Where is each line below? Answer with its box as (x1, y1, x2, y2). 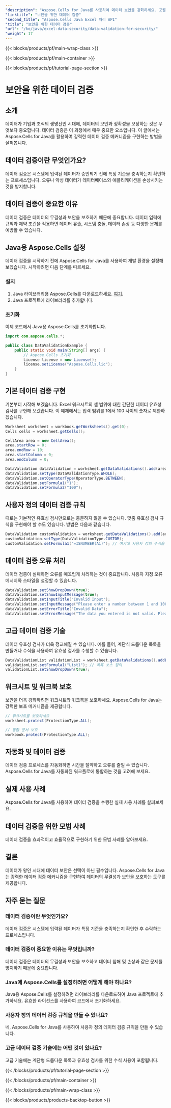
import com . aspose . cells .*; (5, 334, 65, 339)
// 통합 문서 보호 (5, 727, 38, 732)
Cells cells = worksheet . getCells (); (5, 429, 85, 434)
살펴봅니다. (5, 140, 27, 146)
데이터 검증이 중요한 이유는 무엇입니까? (5, 946, 95, 953)
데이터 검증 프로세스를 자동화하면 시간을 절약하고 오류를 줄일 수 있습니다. (5, 762, 149, 768)
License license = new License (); (23, 357, 97, 362)
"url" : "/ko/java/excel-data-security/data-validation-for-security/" (5, 27, 158, 32)
